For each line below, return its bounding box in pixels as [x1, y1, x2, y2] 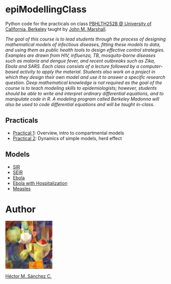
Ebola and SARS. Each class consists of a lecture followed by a [5, 63, 139, 69]
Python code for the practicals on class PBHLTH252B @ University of [5, 21, 152, 27]
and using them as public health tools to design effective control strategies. [5, 47, 165, 53]
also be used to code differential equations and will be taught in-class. [5, 101, 155, 107]
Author [5, 204, 36, 215]
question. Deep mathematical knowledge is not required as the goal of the [5, 79, 162, 86]
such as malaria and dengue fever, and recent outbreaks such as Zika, [5, 57, 155, 64]
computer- [140, 63, 163, 69]
